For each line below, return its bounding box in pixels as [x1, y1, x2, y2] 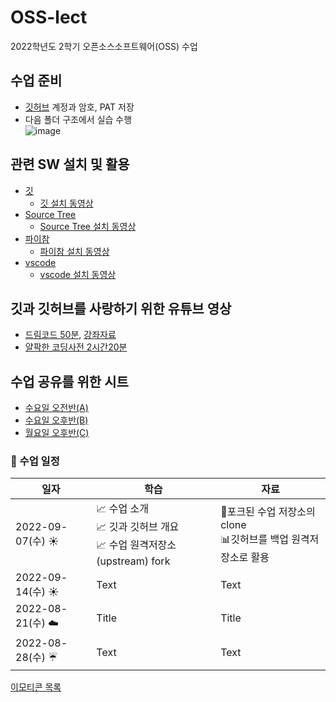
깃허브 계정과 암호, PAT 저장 [24, 101, 135, 113]
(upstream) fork [96, 554, 171, 568]
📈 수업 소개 [96, 502, 149, 516]
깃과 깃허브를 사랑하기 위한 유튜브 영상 [10, 300, 232, 317]
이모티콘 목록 [10, 681, 62, 693]
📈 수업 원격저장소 [96, 538, 177, 552]
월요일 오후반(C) [24, 427, 90, 439]
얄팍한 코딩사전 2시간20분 [24, 341, 128, 353]
